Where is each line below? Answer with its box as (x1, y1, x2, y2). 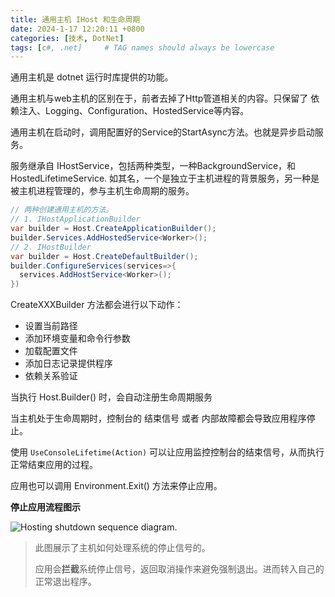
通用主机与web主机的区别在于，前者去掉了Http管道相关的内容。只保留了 (10, 92, 309, 105)
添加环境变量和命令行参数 (24, 332, 131, 345)
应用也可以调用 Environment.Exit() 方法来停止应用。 (10, 480, 223, 492)
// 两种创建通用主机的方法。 (10, 205, 114, 215)
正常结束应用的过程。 (10, 459, 98, 471)
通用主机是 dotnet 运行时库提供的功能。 (10, 71, 174, 83)
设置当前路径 (24, 320, 78, 332)
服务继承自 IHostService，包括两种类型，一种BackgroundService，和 (10, 160, 297, 172)
